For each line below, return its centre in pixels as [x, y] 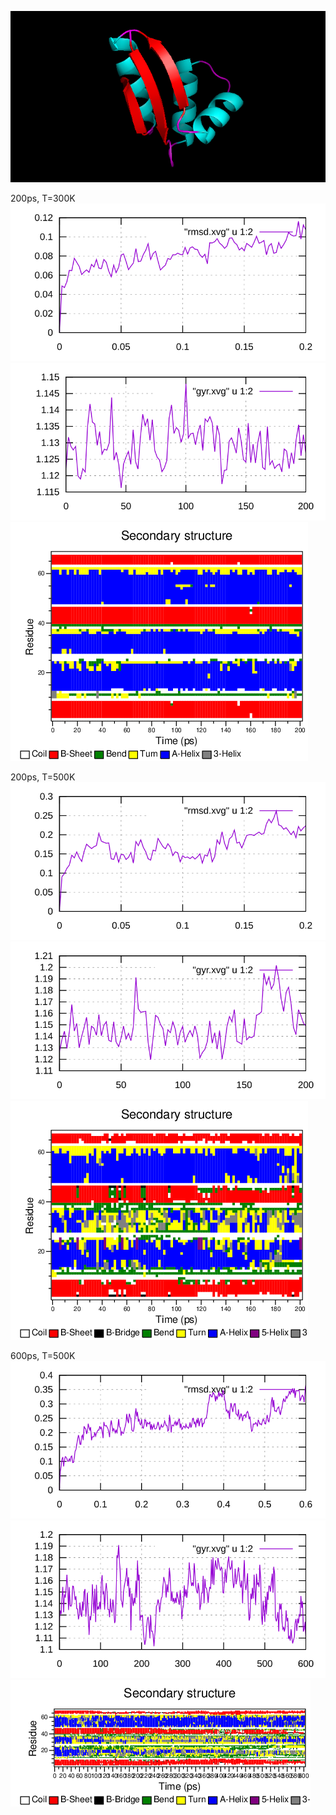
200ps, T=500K [43, 777]
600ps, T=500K [43, 1356]
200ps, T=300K [43, 198]
